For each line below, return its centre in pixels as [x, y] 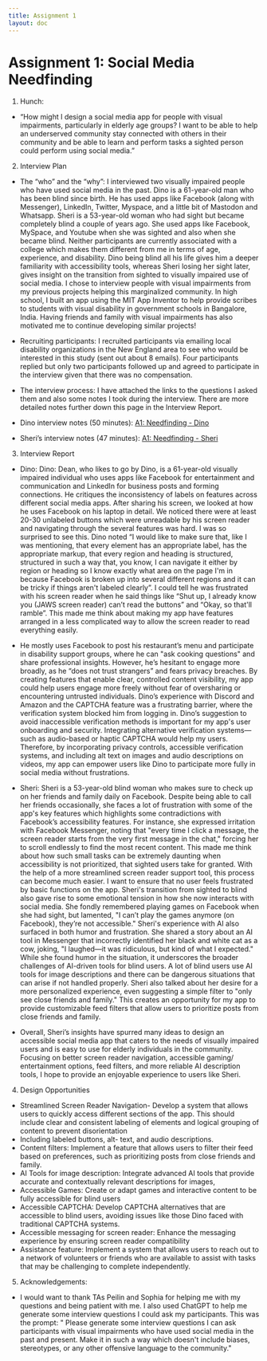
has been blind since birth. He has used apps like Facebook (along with [137, 199]
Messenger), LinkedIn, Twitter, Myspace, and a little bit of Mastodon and [139, 207]
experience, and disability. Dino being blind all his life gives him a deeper [139, 258]
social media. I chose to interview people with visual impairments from [135, 283]
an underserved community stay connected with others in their [123, 134]
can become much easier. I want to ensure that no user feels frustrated [136, 881]
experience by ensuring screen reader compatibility [104, 1241]
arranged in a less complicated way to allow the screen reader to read [135, 622]
